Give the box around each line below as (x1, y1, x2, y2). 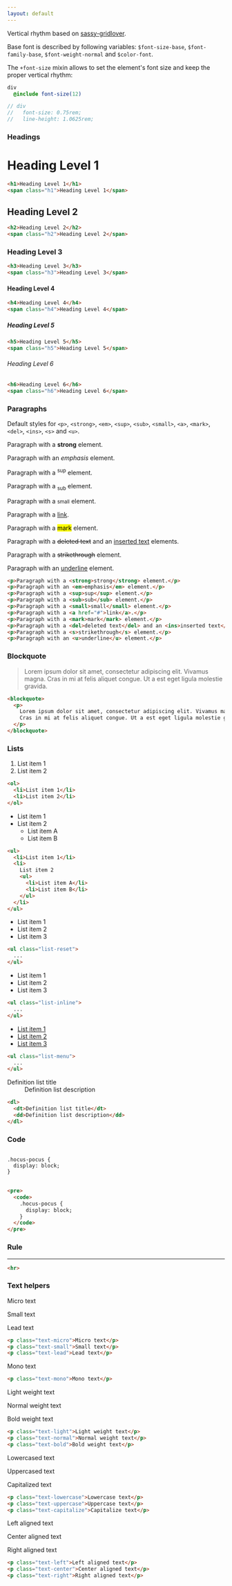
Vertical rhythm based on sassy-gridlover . (7, 29, 126, 37)
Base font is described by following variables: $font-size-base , (7, 42, 186, 50)
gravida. (23, 682, 48, 690)
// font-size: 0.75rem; (7, 109, 81, 116)
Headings (7, 132, 41, 142)
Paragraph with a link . (7, 510, 69, 519)
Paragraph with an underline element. (7, 564, 115, 572)
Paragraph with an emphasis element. (7, 454, 115, 462)
